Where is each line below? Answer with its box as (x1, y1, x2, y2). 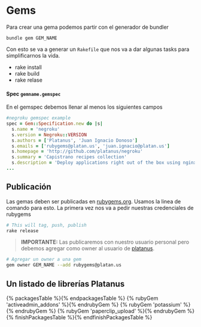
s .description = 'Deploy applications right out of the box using (11, 160, 181, 166)
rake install (14, 64, 42, 71)
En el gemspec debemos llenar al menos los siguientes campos (6, 103, 163, 111)
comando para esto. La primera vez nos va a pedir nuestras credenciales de (6, 204, 194, 211)
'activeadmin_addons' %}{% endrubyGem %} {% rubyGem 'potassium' (6, 301, 182, 308)
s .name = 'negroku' (11, 126, 60, 132)
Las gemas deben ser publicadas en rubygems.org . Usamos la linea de (6, 197, 181, 205)
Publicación (6, 182, 52, 192)
